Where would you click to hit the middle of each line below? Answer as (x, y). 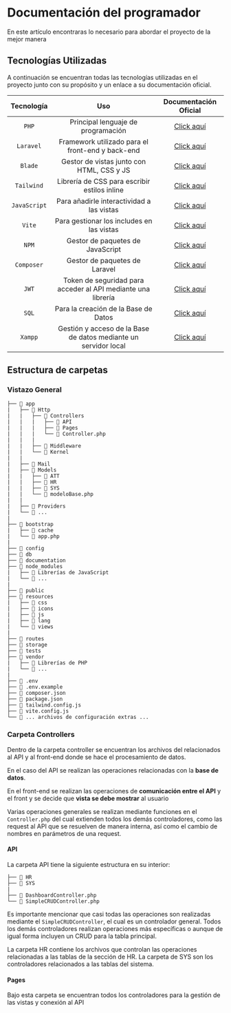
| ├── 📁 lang (29, 621)
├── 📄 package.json (35, 699)
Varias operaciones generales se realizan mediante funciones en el (102, 811)
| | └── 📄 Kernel (38, 452)
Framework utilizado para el (104, 141)
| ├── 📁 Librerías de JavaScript (58, 573)
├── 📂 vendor (26, 657)
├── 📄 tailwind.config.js (44, 705)
